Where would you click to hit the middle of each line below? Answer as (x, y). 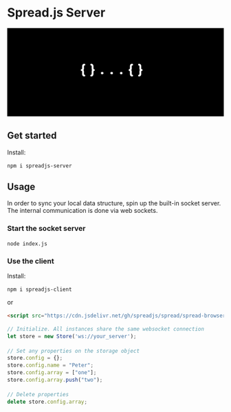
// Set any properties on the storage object (73, 351)
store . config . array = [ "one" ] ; (52, 373)
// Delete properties (38, 394)
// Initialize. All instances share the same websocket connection (106, 329)
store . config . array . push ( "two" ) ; (55, 380)
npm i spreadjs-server (40, 166)
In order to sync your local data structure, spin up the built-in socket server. (114, 203)
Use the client (31, 261)
